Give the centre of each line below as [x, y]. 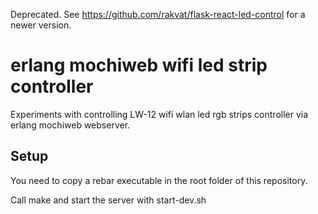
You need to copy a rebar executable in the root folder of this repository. [159, 180]
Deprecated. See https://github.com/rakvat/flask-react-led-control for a [158, 14]
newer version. [41, 25]
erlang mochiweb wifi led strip [139, 65]
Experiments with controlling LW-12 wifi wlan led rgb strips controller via [159, 114]
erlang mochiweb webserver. [70, 125]
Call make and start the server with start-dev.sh [108, 200]
